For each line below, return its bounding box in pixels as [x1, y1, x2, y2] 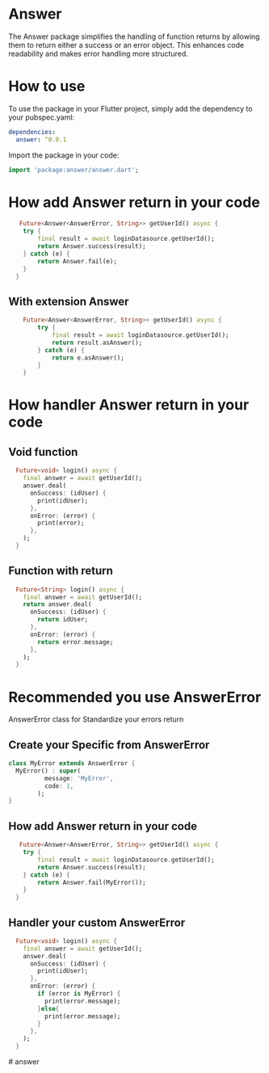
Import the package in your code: [8, 150, 120, 160]
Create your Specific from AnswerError [8, 738, 210, 751]
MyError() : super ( [15, 767, 82, 775]
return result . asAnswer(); [51, 339, 143, 347]
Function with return [8, 564, 113, 578]
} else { [37, 1004, 60, 1012]
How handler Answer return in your [8, 396, 250, 414]
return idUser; [37, 616, 89, 624]
